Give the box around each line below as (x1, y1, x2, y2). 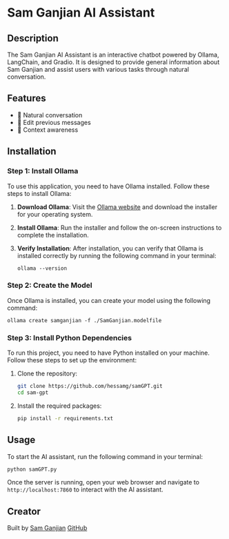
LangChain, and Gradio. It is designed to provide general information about (7, 58, 220, 66)
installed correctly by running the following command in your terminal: (17, 251, 217, 259)
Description (7, 32, 59, 44)
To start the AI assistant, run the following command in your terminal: (7, 452, 203, 460)
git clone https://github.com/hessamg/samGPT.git (17, 383, 163, 390)
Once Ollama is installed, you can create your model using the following (7, 296, 211, 304)
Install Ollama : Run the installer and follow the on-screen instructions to (17, 223, 222, 232)
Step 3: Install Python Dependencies (7, 333, 132, 342)
